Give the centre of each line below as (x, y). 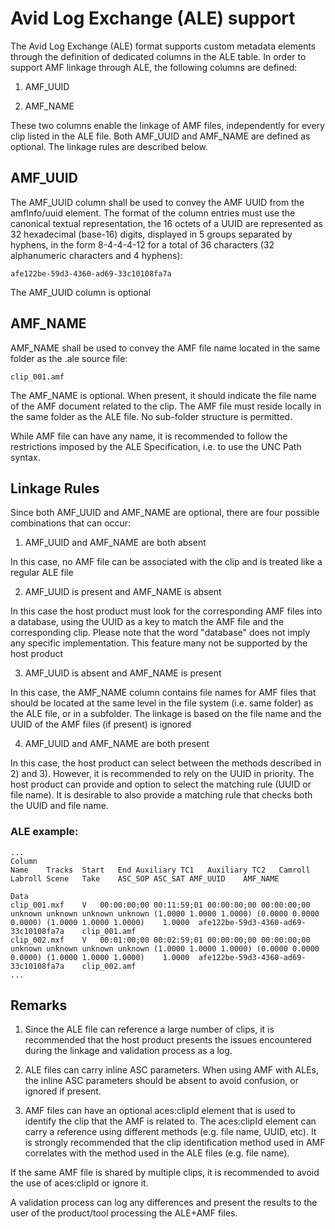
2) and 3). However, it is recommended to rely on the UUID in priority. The (162, 774)
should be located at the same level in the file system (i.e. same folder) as (162, 703)
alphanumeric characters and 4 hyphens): (96, 255)
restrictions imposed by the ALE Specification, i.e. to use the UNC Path (156, 446)
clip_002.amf (109, 966)
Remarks (39, 1005)
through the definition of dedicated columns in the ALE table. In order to (158, 56)
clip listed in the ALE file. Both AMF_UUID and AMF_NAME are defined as (160, 136)
